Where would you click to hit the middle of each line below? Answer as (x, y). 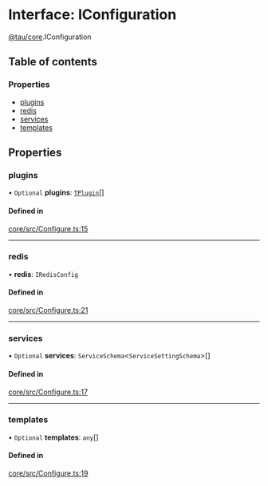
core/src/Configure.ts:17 (48, 392)
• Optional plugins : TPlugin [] (56, 192)
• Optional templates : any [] (53, 437)
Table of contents (53, 62)
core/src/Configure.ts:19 (48, 473)
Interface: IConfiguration (93, 15)
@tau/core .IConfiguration (50, 37)
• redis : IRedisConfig (43, 274)
